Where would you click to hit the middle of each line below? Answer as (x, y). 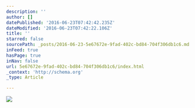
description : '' (26, 12)
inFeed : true (22, 50)
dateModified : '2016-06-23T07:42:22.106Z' (59, 28)
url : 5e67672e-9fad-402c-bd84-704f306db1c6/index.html (75, 66)
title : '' (18, 34)
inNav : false (22, 61)
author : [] (20, 17)
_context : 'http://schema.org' (45, 72)
